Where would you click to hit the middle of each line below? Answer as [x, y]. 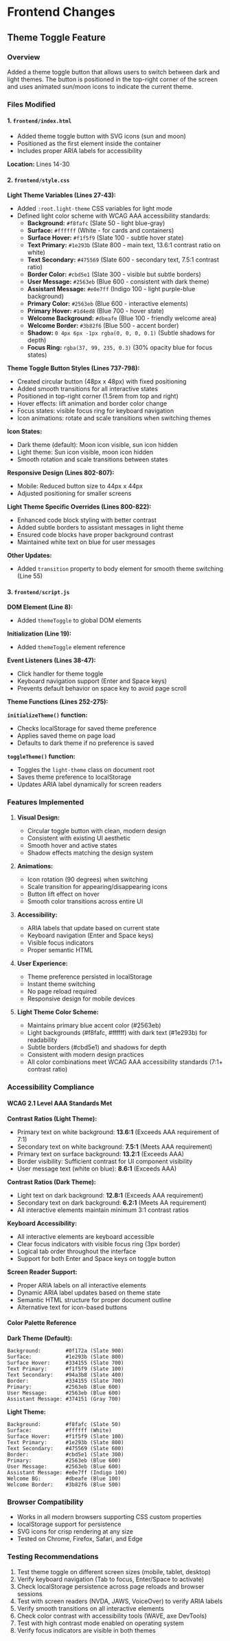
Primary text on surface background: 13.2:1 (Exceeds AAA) [100, 1153]
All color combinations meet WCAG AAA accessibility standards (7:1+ [125, 1062]
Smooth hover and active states [72, 845]
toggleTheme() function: [41, 756]
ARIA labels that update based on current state [93, 928]
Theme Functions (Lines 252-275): [58, 702]
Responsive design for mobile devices [81, 999]
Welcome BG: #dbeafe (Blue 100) [64, 1479]
